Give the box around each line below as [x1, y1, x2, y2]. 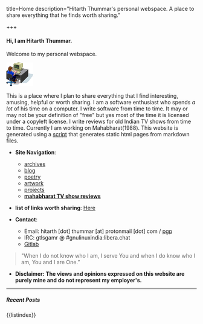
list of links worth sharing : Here [14, 205, 95, 212]
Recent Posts [6, 296, 40, 303]
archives [24, 160, 46, 168]
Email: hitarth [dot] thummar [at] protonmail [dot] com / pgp [24, 227, 173, 235]
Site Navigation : [14, 149, 56, 156]
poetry [24, 173, 41, 180]
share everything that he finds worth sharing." [6, 11, 121, 19]
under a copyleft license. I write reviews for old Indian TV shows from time [6, 118, 192, 125]
